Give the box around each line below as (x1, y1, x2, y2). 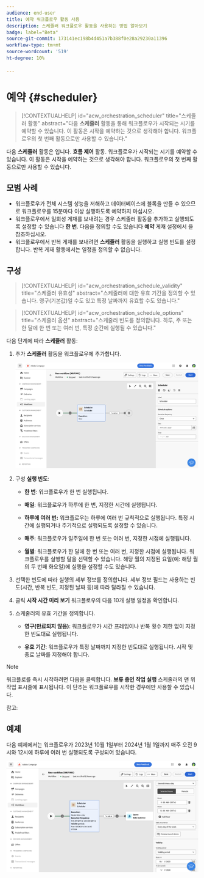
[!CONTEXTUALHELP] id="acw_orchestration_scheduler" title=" (21, 112, 181, 119)
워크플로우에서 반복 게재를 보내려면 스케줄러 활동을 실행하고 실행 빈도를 (15, 238, 185, 246)
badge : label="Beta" (6, 29, 59, 35)
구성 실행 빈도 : (15, 475, 50, 482)
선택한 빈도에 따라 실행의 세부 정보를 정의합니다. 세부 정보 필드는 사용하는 (15, 576, 189, 583)
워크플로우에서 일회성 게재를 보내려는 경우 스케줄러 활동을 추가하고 (15, 215, 174, 223)
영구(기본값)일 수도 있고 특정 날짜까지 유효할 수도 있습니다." (39, 297, 180, 304)
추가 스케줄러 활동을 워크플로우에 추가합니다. (15, 350, 122, 358)
